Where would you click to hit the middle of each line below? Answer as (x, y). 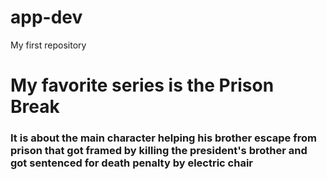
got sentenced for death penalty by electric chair (132, 163)
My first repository (48, 45)
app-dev (46, 17)
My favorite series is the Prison (142, 85)
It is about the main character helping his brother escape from (163, 138)
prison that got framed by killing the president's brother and (159, 151)
